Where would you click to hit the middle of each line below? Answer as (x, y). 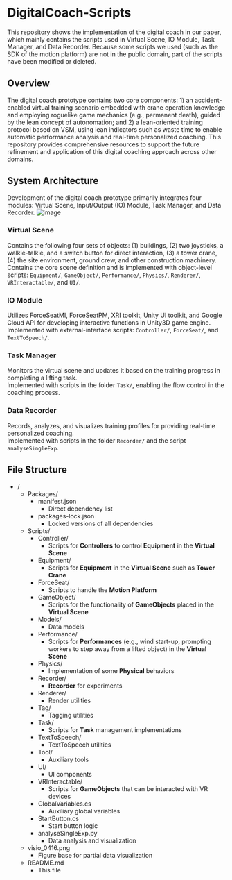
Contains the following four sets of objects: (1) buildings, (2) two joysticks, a (115, 245)
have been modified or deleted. (52, 61)
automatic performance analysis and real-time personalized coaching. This (114, 137)
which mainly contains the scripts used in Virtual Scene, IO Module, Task (111, 39)
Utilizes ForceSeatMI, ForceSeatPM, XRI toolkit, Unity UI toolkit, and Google (115, 315)
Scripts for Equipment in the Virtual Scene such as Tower (132, 568)
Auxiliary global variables (84, 811)
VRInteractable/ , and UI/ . (44, 282)
